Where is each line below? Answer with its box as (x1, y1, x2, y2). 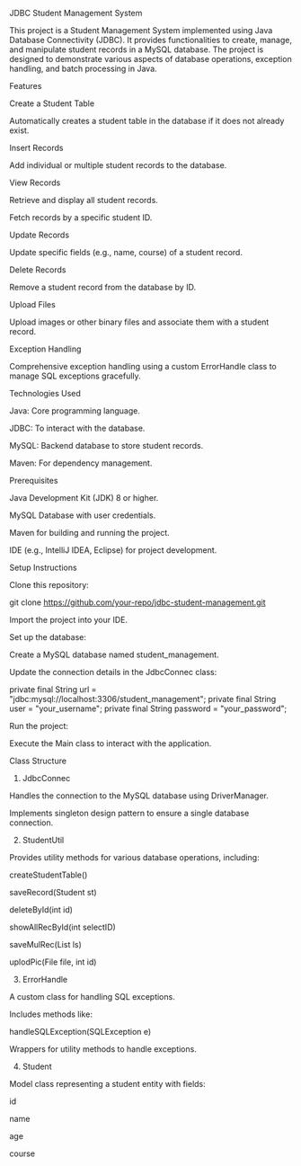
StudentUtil (22, 835, 65, 845)
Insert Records (9, 143, 64, 153)
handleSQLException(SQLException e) (9, 1027, 152, 1037)
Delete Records (9, 264, 66, 275)
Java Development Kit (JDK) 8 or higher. (9, 493, 159, 503)
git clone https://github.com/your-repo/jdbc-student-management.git (9, 597, 267, 608)
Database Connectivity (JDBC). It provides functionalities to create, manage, (9, 35, 293, 45)
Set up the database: (9, 632, 87, 642)
